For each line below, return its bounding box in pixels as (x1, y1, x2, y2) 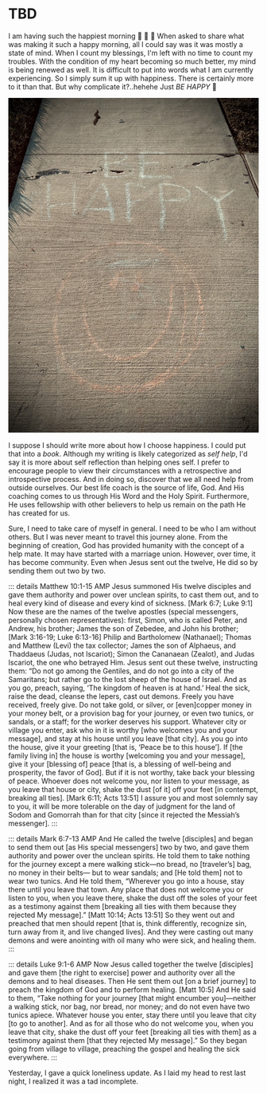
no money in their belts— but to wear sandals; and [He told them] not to (8, 868, 243, 877)
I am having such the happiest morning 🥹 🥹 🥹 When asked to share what (8, 31, 245, 41)
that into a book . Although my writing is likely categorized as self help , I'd (8, 449, 248, 458)
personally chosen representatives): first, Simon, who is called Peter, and (8, 615, 248, 625)
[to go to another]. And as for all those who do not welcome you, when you (8, 1018, 254, 1028)
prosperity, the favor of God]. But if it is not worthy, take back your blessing (8, 767, 255, 777)
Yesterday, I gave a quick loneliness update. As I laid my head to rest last (8, 1068, 246, 1077)
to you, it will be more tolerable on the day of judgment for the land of (8, 802, 236, 811)
